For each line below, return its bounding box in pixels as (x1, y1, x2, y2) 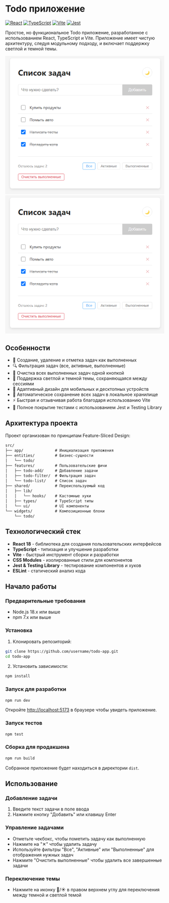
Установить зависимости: (12, 663, 68, 669)
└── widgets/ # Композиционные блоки (5, 509, 105, 514)
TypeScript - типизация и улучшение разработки (12, 546, 119, 552)
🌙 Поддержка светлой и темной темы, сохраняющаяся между (12, 375, 147, 381)
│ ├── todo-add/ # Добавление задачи (5, 468, 98, 473)
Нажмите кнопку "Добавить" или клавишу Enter (12, 811, 117, 818)
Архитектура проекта (5, 419, 78, 428)
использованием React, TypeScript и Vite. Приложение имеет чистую (5, 35, 155, 41)
